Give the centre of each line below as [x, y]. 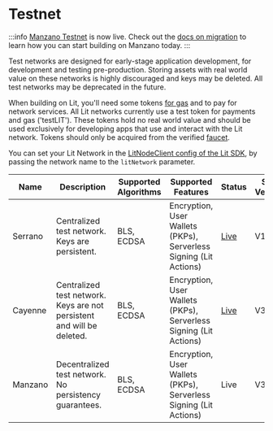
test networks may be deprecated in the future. [87, 87]
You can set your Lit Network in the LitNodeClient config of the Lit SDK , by [133, 153]
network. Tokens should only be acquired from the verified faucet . [119, 137]
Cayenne [30, 310]
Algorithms [139, 192]
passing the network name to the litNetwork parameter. [102, 161]
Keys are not [80, 305]
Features [191, 192]
